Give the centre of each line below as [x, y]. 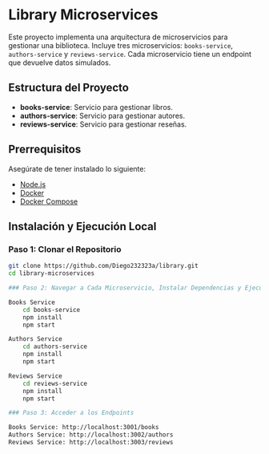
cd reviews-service [55, 383]
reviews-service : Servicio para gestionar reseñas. [103, 124]
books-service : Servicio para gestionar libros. [96, 107]
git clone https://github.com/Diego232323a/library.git [103, 266]
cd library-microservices [51, 274]
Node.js [33, 184]
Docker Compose [49, 201]
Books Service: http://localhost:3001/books [84, 428]
